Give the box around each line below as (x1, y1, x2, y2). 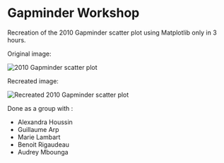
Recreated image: (7, 76, 59, 85)
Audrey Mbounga (17, 147, 69, 156)
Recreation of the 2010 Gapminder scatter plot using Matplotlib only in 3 (7, 28, 217, 37)
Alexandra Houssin (17, 118, 73, 126)
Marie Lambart (17, 133, 61, 141)
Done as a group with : (7, 104, 73, 112)
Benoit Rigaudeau (17, 140, 69, 149)
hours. (7, 35, 26, 44)
